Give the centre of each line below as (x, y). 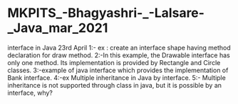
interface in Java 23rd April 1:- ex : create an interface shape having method (119, 47)
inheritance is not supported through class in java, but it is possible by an (115, 85)
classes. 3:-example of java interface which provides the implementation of (118, 70)
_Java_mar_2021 (58, 28)
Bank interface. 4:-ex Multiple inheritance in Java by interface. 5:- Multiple (117, 77)
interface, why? (30, 93)
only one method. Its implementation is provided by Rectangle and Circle (114, 62)
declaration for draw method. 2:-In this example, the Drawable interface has (119, 55)
